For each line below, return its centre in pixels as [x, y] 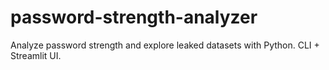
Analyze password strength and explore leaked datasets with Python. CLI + [165, 45]
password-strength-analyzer [134, 17]
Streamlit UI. [36, 55]
